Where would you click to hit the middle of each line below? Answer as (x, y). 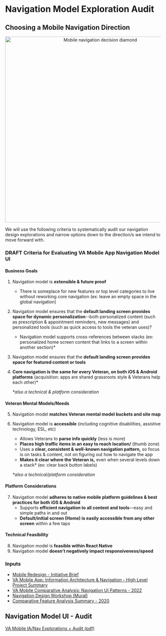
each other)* (25, 382)
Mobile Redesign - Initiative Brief (45, 575)
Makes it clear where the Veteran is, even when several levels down (90, 460)
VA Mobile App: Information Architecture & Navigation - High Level (80, 580)
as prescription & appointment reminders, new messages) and (76, 322)
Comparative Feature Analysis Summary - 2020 (61, 601)
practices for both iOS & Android (46, 502)
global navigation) (38, 302)
